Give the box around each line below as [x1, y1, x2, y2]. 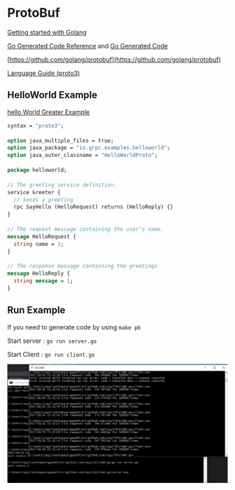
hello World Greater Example [7, 107, 90, 116]
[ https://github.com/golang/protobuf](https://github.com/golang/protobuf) [7, 55, 222, 64]
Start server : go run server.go [7, 336, 97, 345]
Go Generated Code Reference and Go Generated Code [7, 41, 168, 50]
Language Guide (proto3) [7, 69, 80, 77]
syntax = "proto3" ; [7, 122, 64, 129]
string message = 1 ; [13, 278, 73, 285]
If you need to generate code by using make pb [7, 322, 141, 331]
